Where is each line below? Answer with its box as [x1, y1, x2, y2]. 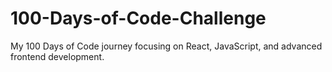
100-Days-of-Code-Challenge [10, 7, 267, 30]
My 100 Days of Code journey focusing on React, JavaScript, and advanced [10, 40, 323, 52]
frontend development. [10, 50, 105, 62]
